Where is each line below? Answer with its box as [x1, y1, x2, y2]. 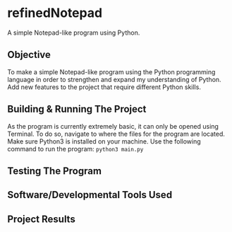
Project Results [7, 213, 75, 225]
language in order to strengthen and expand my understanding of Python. [7, 75, 221, 83]
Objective [7, 49, 51, 61]
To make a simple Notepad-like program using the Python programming [7, 67, 216, 76]
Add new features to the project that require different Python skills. [7, 83, 201, 91]
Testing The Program [7, 165, 102, 177]
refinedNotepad [7, 5, 103, 21]
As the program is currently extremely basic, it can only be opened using [7, 122, 219, 130]
